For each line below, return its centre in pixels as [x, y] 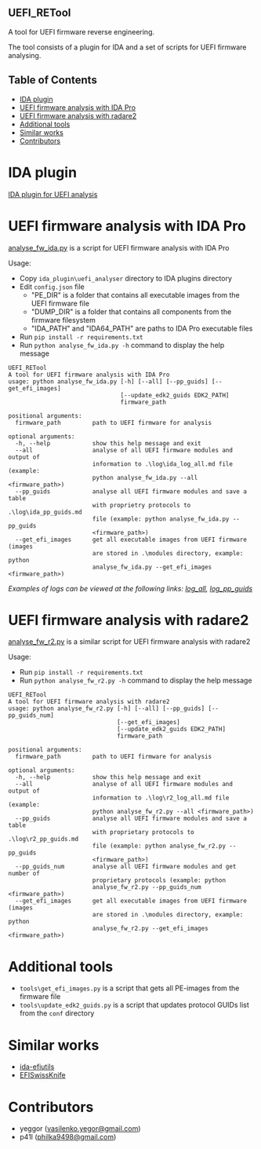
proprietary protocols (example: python [159, 880]
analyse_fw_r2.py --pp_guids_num [147, 887]
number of [24, 874]
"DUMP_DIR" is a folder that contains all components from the [131, 311]
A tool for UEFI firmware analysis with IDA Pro [89, 375]
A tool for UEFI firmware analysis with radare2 [89, 702]
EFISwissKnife [42, 1075]
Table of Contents [53, 81]
